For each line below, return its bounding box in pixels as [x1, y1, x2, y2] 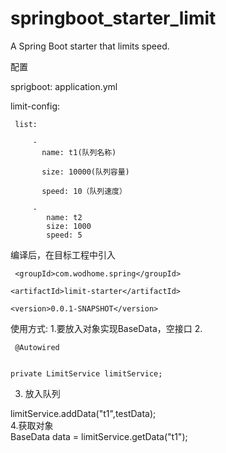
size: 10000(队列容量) [41, 167, 130, 177]
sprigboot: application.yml [10, 80, 118, 92]
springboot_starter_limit [10, 7, 217, 30]
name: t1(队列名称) [41, 147, 117, 157]
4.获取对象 [10, 419, 54, 431]
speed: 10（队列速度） [41, 186, 127, 196]
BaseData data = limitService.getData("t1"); [10, 430, 188, 442]
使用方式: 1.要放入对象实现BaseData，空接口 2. [10, 322, 203, 334]
